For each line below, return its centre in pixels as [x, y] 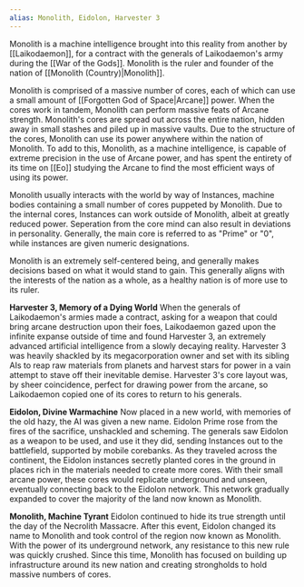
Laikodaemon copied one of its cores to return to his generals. [126, 394]
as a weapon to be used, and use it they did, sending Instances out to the [146, 441]
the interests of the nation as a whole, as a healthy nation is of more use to [149, 280]
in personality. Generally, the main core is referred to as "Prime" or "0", [142, 234]
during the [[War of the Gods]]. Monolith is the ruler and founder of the [142, 63]
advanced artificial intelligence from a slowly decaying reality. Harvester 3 [148, 345]
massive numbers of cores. [60, 574]
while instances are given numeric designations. [99, 243]
